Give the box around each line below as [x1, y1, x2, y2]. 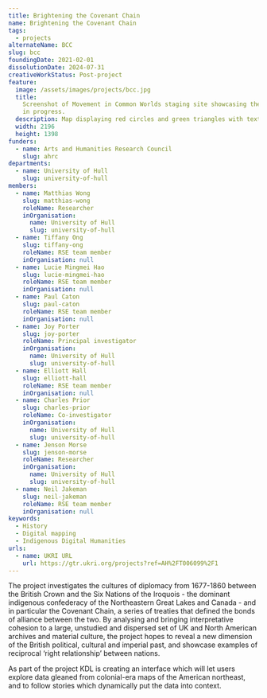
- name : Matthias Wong [15, 189, 91, 197]
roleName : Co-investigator [22, 411, 112, 419]
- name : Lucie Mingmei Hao [15, 263, 105, 271]
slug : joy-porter [22, 330, 80, 338]
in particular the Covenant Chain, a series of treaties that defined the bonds [8, 606, 256, 616]
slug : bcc [8, 49, 41, 57]
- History [15, 522, 48, 530]
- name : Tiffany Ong [15, 234, 83, 242]
